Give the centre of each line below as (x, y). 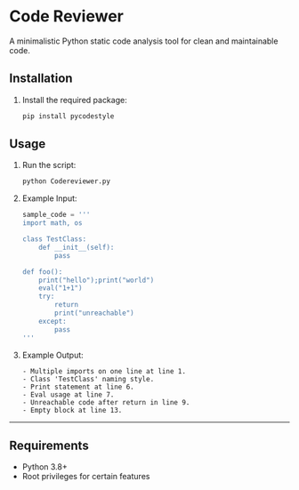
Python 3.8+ (45, 467)
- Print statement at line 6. (78, 387)
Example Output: (53, 355)
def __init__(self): (77, 247)
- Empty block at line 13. (72, 410)
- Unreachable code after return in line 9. (106, 402)
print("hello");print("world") (97, 280)
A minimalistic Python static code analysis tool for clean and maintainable (144, 41)
